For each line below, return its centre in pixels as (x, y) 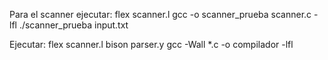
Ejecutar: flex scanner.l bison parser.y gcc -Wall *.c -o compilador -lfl (151, 44)
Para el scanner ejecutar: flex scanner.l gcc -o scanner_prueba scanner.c (160, 14)
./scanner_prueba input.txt (73, 25)
